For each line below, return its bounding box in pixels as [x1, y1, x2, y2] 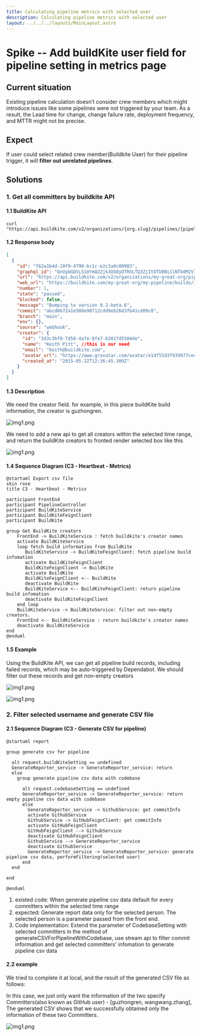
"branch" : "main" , [17, 313, 63, 319]
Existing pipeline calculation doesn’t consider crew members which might [6, 98, 188, 106]
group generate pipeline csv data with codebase [17, 775, 141, 781]
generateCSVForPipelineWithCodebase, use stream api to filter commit [14, 934, 190, 941]
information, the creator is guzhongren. [6, 408, 103, 415]
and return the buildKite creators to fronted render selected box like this [6, 437, 184, 444]
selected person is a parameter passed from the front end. [14, 915, 160, 922]
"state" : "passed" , [17, 291, 66, 297]
